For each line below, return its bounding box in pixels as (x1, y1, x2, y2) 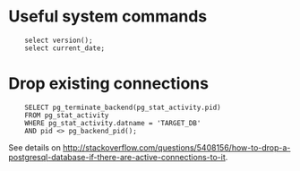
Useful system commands (8, 6, 208, 27)
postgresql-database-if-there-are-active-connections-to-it (8, 151, 226, 162)
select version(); (24, 36, 93, 45)
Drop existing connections (8, 73, 210, 94)
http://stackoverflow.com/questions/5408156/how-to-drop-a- (63, 141, 291, 153)
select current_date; (24, 43, 105, 53)
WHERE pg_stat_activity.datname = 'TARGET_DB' (24, 118, 201, 127)
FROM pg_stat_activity (24, 110, 109, 120)
